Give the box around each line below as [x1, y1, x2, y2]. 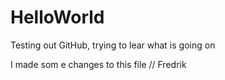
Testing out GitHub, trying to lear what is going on [10, 39, 216, 51]
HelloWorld [10, 6, 105, 29]
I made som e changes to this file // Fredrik [10, 58, 187, 70]
